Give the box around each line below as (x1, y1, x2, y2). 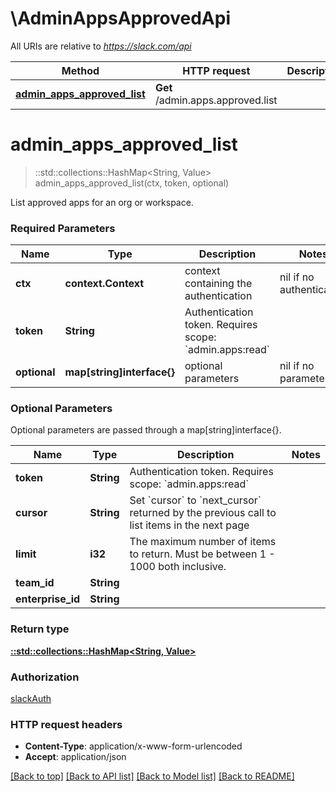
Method (61, 63, 100, 77)
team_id (15, 576, 55, 590)
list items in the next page (129, 518, 250, 532)
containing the (184, 277, 253, 291)
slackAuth (10, 693, 52, 705)
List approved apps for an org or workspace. (10, 196, 194, 208)
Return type (10, 622, 70, 636)
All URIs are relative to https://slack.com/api (10, 40, 192, 52)
